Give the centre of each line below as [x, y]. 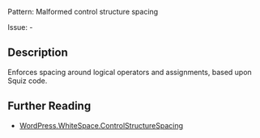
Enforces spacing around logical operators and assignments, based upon [130, 72]
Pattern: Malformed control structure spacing [83, 12]
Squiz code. [28, 81]
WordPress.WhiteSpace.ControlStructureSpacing [101, 125]
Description [38, 53]
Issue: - [20, 27]
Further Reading [49, 106]
